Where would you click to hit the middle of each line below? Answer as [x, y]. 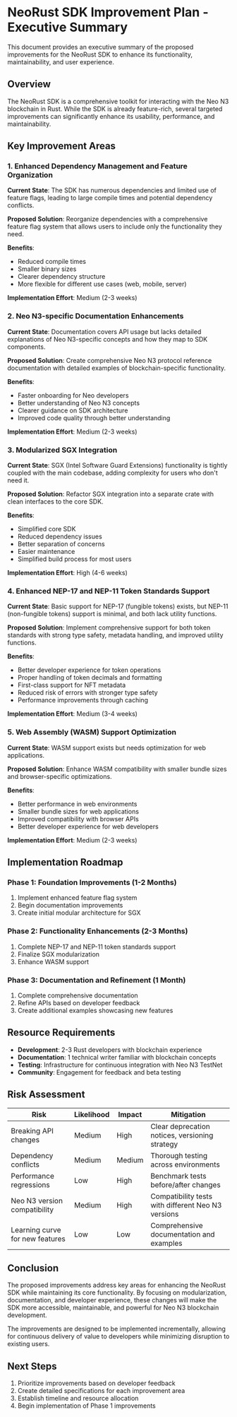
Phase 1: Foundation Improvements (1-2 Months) [92, 882]
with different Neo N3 [186, 1205]
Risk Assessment [46, 1095]
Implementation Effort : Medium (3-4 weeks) [72, 714]
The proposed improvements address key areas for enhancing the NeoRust [117, 1285]
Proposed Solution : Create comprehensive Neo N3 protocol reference [110, 360]
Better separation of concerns [61, 544]
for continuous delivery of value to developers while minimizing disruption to [119, 1336]
